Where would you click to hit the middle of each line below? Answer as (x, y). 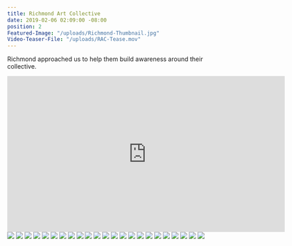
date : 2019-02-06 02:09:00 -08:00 (57, 20)
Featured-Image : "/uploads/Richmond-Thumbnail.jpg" (83, 33)
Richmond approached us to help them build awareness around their (105, 59)
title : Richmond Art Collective (54, 14)
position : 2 (24, 26)
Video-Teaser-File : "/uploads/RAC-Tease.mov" (74, 39)
